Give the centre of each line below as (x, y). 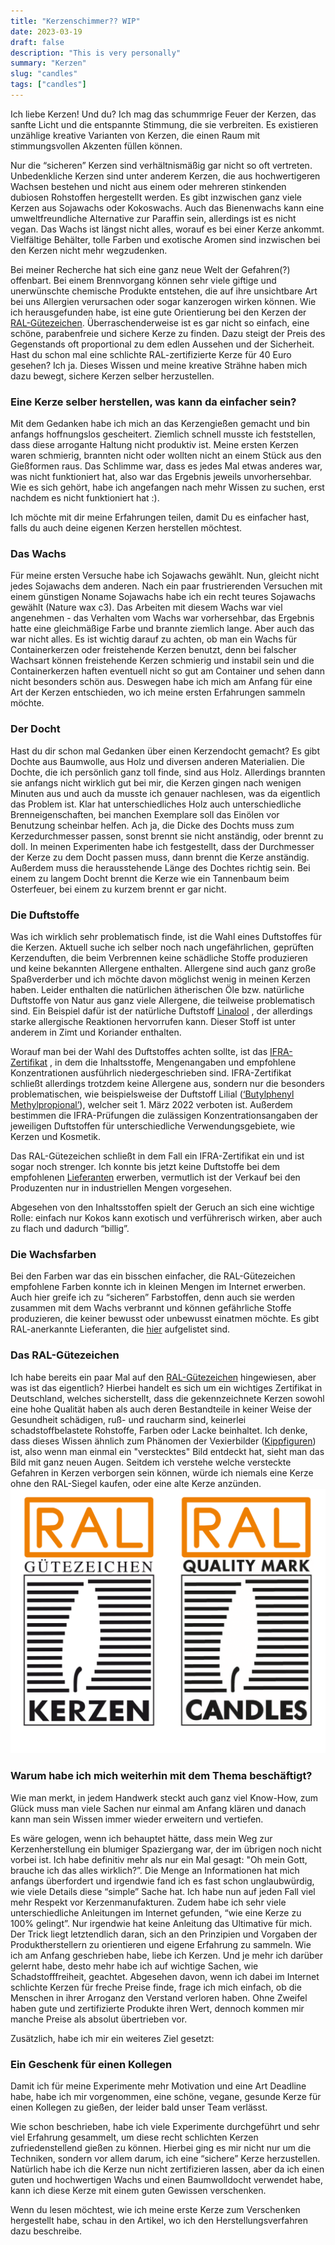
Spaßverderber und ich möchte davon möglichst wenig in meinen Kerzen (160, 979)
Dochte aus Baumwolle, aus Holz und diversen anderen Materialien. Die (157, 761)
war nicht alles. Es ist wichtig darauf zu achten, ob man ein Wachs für (153, 639)
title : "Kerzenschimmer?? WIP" (75, 21)
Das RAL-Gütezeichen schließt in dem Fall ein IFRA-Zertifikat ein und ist (157, 1156)
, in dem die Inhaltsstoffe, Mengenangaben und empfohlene (173, 1062)
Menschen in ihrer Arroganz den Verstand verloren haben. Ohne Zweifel (159, 1997)
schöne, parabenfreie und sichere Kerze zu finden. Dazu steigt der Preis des (168, 333)
